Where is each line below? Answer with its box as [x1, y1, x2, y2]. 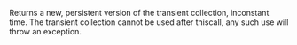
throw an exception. [9, 26, 82, 36]
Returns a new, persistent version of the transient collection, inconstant [9, 8, 270, 18]
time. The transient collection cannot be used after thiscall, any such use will [9, 17, 289, 27]
